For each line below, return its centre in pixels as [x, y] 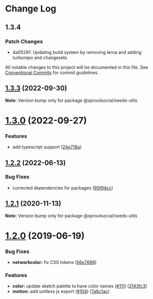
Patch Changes [24, 41]
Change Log [31, 9]
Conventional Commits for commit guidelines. [52, 72]
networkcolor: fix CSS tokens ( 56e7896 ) [55, 262]
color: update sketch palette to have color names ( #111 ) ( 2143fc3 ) [80, 286]
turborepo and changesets [40, 57]
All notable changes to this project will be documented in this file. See [77, 67]
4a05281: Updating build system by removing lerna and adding [77, 52]
